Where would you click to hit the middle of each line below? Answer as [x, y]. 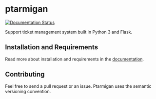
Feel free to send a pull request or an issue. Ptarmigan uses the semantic [78, 86]
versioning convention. [28, 91]
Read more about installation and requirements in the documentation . [75, 59]
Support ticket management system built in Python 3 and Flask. [69, 32]
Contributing [25, 74]
